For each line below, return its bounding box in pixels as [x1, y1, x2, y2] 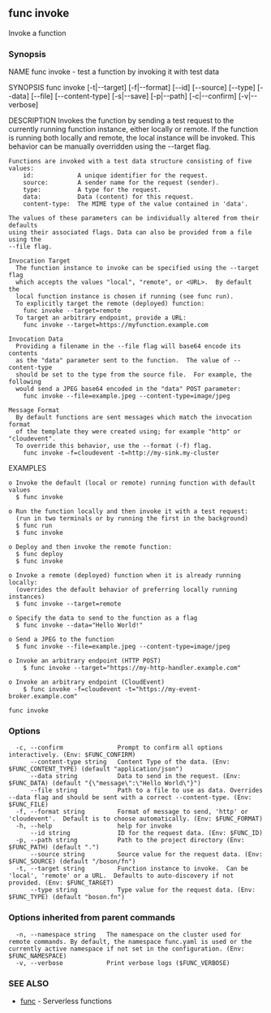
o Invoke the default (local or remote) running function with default [8, 479, 256, 487]
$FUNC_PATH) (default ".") [8, 843, 100, 852]
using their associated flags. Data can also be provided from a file [8, 228, 252, 237]
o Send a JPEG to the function [8, 636, 114, 644]
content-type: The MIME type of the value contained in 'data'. [23, 200, 249, 208]
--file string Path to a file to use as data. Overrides [29, 786, 264, 795]
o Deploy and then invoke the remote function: [8, 543, 173, 551]
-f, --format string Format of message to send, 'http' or [15, 808, 249, 816]
